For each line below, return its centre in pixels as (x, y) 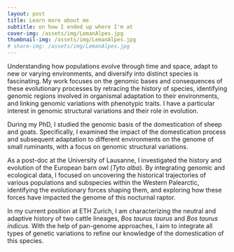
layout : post (26, 14)
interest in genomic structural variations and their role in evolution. (103, 111)
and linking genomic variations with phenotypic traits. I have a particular (111, 103)
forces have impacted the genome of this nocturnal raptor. (91, 197)
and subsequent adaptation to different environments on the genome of (111, 139)
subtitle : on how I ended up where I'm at (70, 27)
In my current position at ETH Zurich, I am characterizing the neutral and (111, 211)
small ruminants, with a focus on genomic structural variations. (98, 147)
